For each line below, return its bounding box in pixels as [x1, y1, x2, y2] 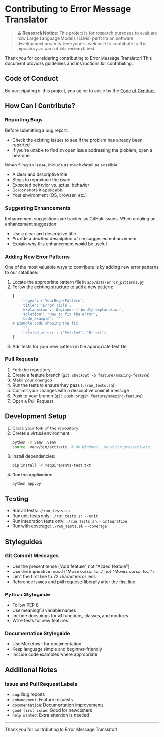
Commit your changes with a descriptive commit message [12, 388, 129, 394]
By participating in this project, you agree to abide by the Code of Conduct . [5, 87, 156, 94]
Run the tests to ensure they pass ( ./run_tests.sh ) [12, 382, 115, 388]
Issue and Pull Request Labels [5, 680, 78, 687]
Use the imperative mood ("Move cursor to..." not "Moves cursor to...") [12, 568, 154, 574]
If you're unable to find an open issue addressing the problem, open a [12, 147, 153, 153]
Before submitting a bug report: [5, 127, 68, 133]
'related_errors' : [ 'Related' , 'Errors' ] [21, 330, 106, 335]
